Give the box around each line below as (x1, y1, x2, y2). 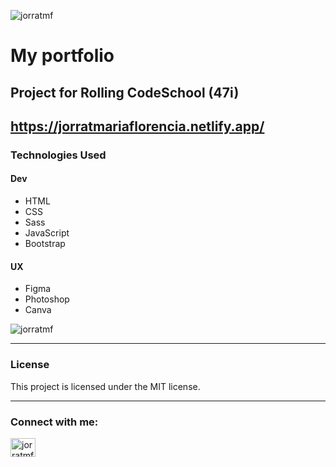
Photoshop (24, 293, 70, 305)
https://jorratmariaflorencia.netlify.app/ (10, 118, 265, 135)
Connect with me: (10, 415, 99, 429)
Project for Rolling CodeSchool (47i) (10, 84, 240, 101)
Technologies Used (10, 148, 107, 162)
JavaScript (24, 227, 70, 239)
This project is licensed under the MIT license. (10, 380, 201, 392)
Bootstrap (24, 238, 66, 250)
